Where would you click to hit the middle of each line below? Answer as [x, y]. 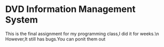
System [22, 20]
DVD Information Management [70, 9]
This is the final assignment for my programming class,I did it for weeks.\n [82, 33]
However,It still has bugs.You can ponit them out [56, 39]
